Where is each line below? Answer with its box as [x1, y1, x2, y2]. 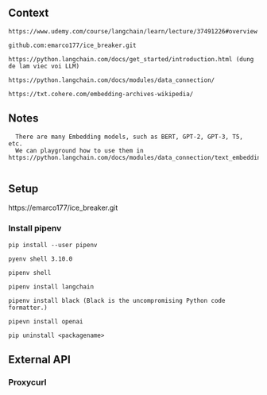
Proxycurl [8, 377, 47, 388]
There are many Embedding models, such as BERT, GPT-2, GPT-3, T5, [15, 133, 244, 141]
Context [8, 6, 49, 20]
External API [8, 353, 72, 366]
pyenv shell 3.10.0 [8, 254, 73, 263]
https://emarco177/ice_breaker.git [8, 203, 118, 213]
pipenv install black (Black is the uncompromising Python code [8, 296, 226, 304]
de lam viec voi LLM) [8, 62, 80, 70]
